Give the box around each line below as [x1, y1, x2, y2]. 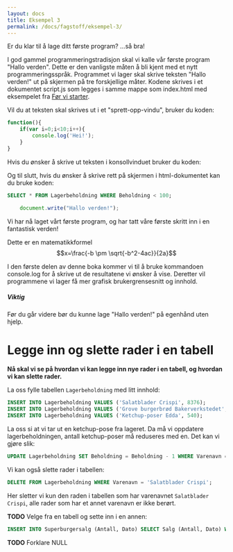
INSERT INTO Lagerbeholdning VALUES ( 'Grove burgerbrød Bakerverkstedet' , [7, 405, 228, 413]
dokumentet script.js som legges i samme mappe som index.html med [7, 85, 207, 94]
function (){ [7, 119, 42, 126]
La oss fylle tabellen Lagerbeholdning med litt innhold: [7, 386, 160, 394]
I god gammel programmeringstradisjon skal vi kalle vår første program [7, 56, 210, 64]
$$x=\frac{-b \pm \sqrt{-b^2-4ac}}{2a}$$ [56, 249, 177, 257]
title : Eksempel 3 [7, 17, 60, 24]
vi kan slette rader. [7, 372, 62, 380]
